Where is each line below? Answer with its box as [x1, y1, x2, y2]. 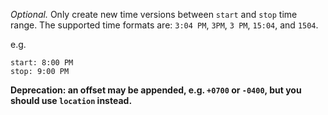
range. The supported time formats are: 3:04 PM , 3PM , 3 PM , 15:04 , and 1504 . [10, 19, 319, 31]
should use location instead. [10, 95, 133, 106]
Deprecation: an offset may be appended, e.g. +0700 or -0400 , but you [10, 84, 302, 96]
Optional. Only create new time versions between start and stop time [10, 9, 298, 20]
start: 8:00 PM [10, 58, 74, 68]
